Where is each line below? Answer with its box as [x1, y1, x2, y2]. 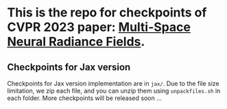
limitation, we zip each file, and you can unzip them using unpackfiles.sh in [7, 87, 221, 95]
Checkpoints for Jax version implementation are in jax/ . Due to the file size [7, 80, 219, 87]
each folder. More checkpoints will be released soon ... [7, 94, 163, 102]
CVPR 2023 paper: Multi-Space [7, 19, 191, 35]
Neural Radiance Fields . [7, 34, 145, 49]
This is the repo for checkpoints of [7, 5, 207, 21]
